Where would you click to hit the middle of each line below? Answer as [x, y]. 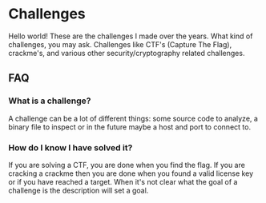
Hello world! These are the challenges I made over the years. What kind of [131, 36]
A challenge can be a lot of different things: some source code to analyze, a [133, 118]
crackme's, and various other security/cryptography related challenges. [127, 53]
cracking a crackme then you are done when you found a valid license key [131, 173]
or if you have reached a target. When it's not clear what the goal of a [123, 181]
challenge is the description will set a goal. [79, 190]
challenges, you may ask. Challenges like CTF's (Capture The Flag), [120, 44]
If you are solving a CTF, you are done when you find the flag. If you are [127, 165]
